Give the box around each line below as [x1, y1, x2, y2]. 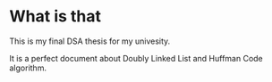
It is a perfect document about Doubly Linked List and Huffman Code [9, 53, 264, 63]
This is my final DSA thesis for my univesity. [9, 36, 171, 46]
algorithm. [9, 62, 47, 73]
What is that [9, 6, 101, 27]
